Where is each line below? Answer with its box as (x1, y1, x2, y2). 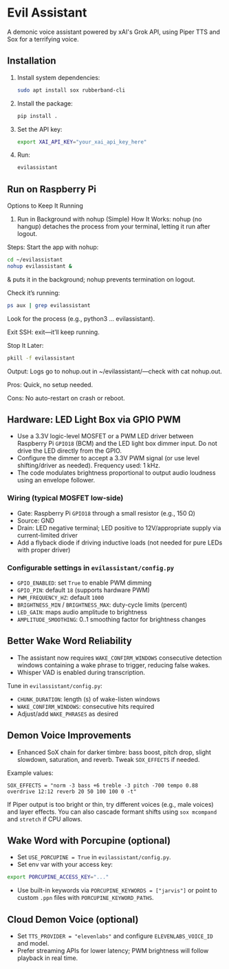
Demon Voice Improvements (7, 730, 132, 741)
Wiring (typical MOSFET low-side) (7, 493, 124, 503)
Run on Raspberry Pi (7, 183, 96, 195)
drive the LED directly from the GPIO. (17, 447, 122, 455)
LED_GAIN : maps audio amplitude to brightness (17, 607, 148, 616)
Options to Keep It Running (7, 202, 84, 210)
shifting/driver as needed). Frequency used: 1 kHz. (17, 461, 160, 470)
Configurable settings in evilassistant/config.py (7, 562, 174, 572)
